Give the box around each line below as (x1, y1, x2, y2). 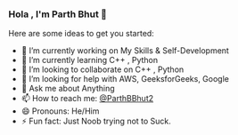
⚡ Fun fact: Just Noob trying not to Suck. (21, 115, 171, 127)
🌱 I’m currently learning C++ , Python (21, 55, 159, 66)
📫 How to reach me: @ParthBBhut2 (21, 93, 154, 104)
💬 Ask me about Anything (21, 83, 115, 94)
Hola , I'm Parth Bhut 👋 (8, 8, 108, 20)
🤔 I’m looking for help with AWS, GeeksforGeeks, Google (21, 74, 229, 84)
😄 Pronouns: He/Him (21, 106, 100, 116)
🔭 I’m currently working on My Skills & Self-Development (21, 45, 229, 56)
